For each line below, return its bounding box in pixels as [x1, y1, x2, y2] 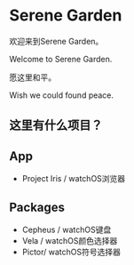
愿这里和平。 [9, 72, 56, 83]
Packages [9, 199, 65, 214]
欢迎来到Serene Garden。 [9, 36, 104, 46]
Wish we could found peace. [9, 90, 114, 100]
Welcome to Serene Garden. [9, 53, 113, 64]
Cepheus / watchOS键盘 [21, 224, 112, 235]
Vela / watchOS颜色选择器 [21, 235, 118, 245]
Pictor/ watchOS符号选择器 [21, 246, 122, 257]
